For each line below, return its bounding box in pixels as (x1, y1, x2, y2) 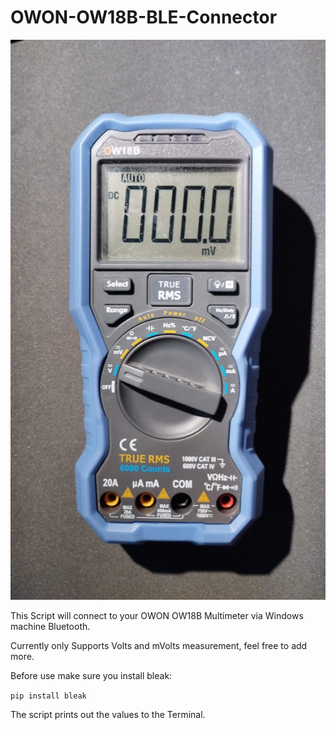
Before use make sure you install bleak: (10, 669, 173, 681)
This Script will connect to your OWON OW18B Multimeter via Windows (10, 609, 304, 621)
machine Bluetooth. (10, 620, 91, 632)
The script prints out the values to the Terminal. (10, 708, 206, 720)
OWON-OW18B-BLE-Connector (10, 6, 278, 29)
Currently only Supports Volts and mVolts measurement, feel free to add (10, 639, 308, 651)
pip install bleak (10, 691, 87, 701)
